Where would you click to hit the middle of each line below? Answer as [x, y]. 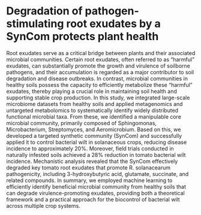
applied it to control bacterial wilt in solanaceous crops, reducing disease [97, 142]
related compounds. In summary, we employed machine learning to [89, 180]
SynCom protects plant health [82, 37]
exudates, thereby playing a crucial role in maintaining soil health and [91, 91]
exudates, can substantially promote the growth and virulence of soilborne [98, 66]
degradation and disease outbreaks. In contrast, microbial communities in [97, 78]
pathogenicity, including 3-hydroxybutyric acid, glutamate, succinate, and [97, 174]
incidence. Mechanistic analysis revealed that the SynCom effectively [92, 161]
